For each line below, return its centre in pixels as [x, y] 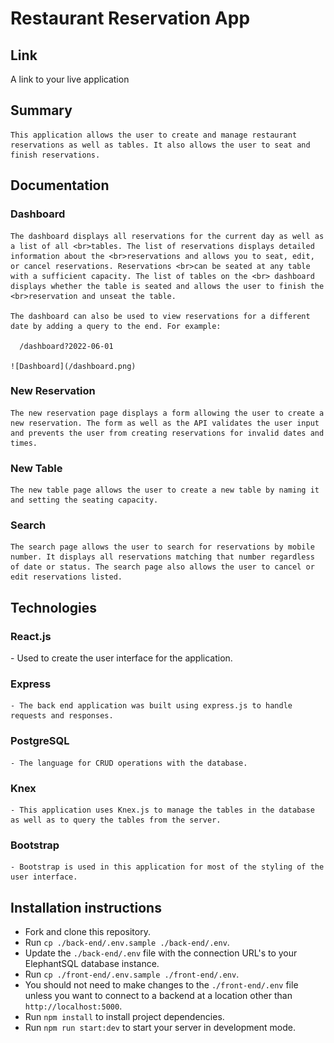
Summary [41, 110]
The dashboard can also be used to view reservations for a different [160, 316]
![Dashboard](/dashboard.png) [73, 366]
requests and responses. [62, 716]
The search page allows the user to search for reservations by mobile [162, 547]
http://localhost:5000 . [73, 1006]
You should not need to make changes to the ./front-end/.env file [161, 985]
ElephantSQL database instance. [92, 964]
